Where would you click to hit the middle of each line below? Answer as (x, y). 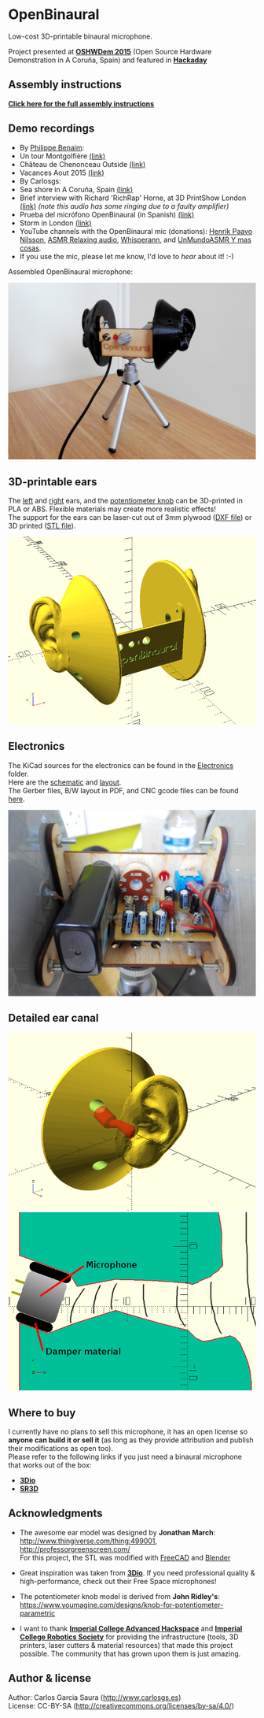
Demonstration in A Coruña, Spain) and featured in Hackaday (108, 60)
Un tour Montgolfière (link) (62, 156)
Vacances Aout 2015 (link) (62, 173)
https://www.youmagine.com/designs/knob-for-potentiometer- (121, 1605)
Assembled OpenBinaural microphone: (71, 271)
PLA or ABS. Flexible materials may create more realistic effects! (112, 509)
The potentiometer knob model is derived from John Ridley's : (119, 1596)
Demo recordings (51, 129)
